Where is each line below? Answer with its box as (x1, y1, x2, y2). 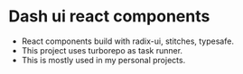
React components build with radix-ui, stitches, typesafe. (21, 36, 234, 46)
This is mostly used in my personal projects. (21, 54, 186, 65)
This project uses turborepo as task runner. (21, 45, 182, 55)
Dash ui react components (8, 6, 210, 27)
